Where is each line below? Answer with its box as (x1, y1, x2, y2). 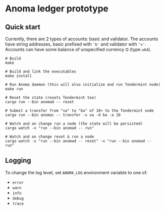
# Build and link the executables (5, 69, 77, 74)
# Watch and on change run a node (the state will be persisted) (5, 121, 143, 126)
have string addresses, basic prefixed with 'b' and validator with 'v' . (5, 41, 147, 47)
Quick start (5, 23, 41, 31)
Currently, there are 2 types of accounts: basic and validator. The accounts (5, 36, 159, 42)
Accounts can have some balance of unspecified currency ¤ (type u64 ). (5, 47, 152, 52)
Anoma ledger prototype (5, 3, 109, 14)
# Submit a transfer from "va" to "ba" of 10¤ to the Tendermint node (5, 108, 154, 113)
